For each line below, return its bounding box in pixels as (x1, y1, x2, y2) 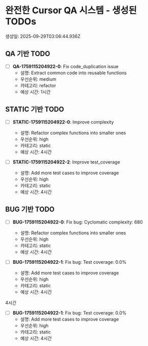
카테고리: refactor (20, 82, 56, 88)
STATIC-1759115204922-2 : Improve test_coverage (12, 159, 121, 165)
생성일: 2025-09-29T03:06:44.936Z (5, 33, 80, 39)
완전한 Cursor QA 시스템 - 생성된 (5, 5, 137, 16)
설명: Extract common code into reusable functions (20, 70, 127, 76)
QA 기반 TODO (5, 49, 50, 58)
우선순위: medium (20, 76, 57, 82)
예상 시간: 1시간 (20, 88, 51, 95)
